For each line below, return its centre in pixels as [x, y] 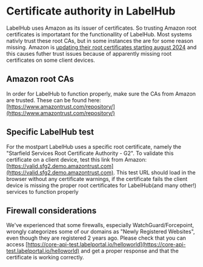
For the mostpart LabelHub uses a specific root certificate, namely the [94, 147]
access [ [17, 245]
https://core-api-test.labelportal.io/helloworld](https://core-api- [106, 245]
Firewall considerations [52, 210]
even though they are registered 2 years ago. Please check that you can [96, 238]
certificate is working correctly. [45, 257]
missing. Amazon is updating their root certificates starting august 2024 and [101, 47]
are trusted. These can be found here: [54, 100]
